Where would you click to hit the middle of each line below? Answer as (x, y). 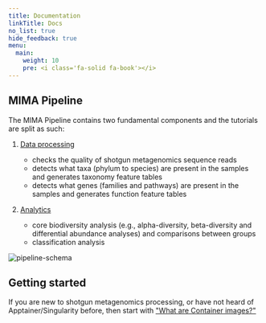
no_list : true (32, 31)
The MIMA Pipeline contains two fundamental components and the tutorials (133, 120)
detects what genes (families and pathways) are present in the (135, 185)
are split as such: (37, 129)
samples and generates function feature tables (109, 194)
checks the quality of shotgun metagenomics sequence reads (134, 159)
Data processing (47, 144)
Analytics (35, 209)
